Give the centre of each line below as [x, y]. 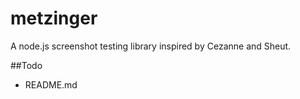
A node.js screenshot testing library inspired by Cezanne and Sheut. [151, 46]
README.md [51, 84]
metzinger [54, 18]
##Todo [26, 65]
